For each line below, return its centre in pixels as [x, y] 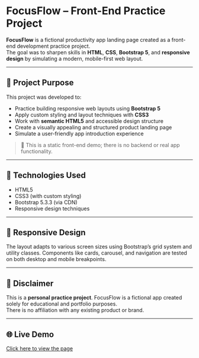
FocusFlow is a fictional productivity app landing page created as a [88, 40]
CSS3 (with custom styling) [48, 196]
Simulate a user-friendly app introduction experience [79, 134]
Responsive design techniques [52, 209]
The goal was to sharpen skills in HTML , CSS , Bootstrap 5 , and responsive [98, 52]
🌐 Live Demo [30, 334]
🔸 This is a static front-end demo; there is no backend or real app [100, 145]
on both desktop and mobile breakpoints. [56, 259]
